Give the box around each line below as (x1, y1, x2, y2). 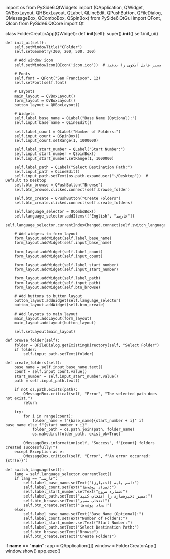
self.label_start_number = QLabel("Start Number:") (14, 147, 125, 152)
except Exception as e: (14, 449, 65, 454)
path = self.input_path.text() (14, 378, 80, 383)
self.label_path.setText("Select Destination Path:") (23, 525, 139, 530)
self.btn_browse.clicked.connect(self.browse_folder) (14, 187, 130, 192)
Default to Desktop (5, 178, 47, 183)
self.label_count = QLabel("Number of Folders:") (14, 129, 121, 134)
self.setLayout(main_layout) (14, 329, 76, 334)
